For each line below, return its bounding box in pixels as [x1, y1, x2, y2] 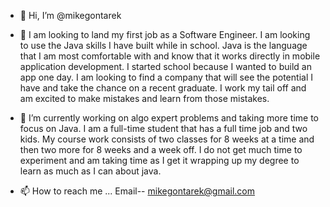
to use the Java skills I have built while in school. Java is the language [19, 40, 308, 51]
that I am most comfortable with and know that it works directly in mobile [19, 50, 321, 62]
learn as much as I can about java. [19, 165, 162, 177]
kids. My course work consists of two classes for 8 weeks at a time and [19, 133, 315, 145]
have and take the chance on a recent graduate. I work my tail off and [19, 82, 307, 94]
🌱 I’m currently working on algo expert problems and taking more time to [19, 112, 319, 124]
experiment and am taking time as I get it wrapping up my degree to [19, 155, 300, 166]
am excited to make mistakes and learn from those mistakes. [19, 93, 270, 104]
